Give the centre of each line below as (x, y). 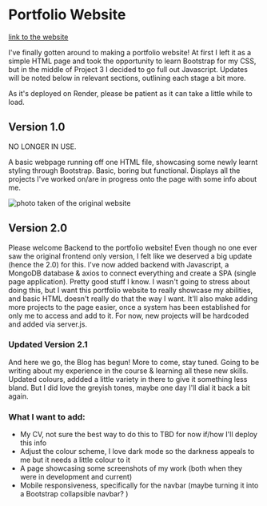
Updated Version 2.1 (48, 344)
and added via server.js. (48, 324)
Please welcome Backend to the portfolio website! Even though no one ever (133, 247)
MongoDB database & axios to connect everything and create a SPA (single (132, 273)
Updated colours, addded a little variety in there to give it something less (128, 379)
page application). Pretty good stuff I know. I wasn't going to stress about (129, 281)
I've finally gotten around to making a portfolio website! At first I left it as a (130, 52)
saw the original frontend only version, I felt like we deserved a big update (130, 256)
